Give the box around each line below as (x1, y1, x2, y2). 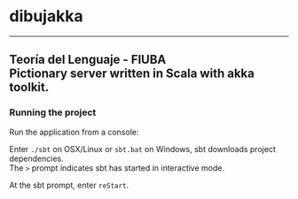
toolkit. (9, 80, 50, 95)
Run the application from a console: (9, 126, 139, 137)
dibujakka (9, 6, 83, 27)
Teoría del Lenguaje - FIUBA (9, 52, 167, 67)
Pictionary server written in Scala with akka (9, 66, 255, 81)
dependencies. (9, 153, 64, 164)
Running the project (9, 106, 97, 119)
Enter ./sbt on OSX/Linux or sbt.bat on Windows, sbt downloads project (9, 143, 277, 154)
